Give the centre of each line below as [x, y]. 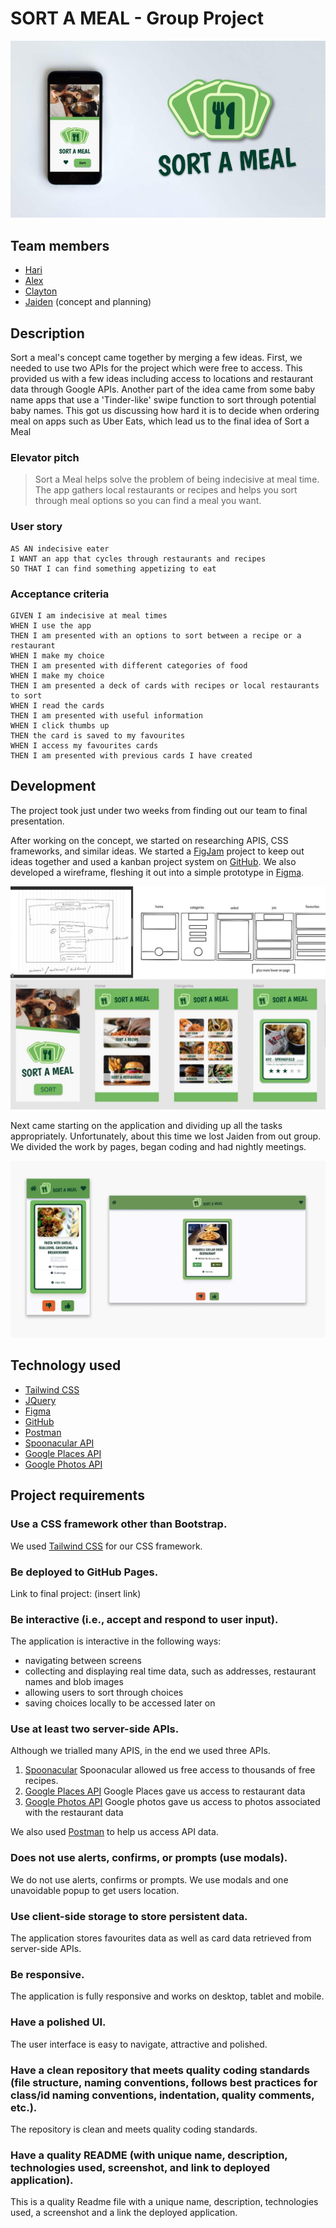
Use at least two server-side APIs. [95, 1729]
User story [36, 527]
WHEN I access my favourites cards [84, 745]
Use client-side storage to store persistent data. [129, 1916]
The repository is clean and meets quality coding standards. [134, 2129]
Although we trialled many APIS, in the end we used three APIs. [140, 1751]
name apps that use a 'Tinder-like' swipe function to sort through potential [163, 400]
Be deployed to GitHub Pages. [84, 1572]
